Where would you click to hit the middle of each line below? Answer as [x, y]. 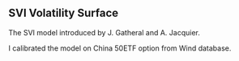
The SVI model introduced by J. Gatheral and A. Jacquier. [105, 32]
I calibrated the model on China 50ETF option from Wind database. [120, 48]
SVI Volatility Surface [64, 13]
